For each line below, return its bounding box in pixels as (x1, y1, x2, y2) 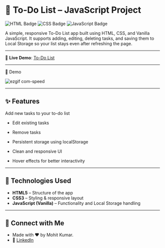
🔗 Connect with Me (5, 219, 65, 227)
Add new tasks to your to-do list (5, 110, 70, 116)
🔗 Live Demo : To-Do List (5, 55, 55, 60)
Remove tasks (12, 129, 41, 135)
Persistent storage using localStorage (12, 138, 88, 144)
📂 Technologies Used (5, 177, 71, 185)
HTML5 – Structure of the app (12, 190, 73, 195)
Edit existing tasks (12, 120, 49, 126)
